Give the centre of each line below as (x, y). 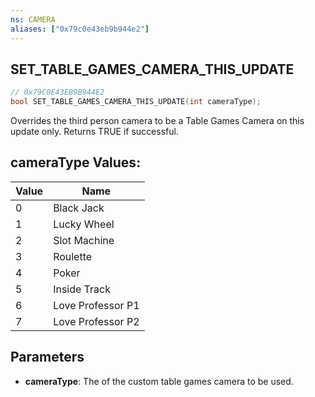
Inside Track (82, 289)
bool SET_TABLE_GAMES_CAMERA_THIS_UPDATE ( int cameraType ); (136, 102)
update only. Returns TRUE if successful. (94, 132)
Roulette (73, 256)
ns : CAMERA (33, 19)
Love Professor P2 (96, 321)
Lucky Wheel (84, 224)
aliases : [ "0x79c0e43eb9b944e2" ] (80, 29)
